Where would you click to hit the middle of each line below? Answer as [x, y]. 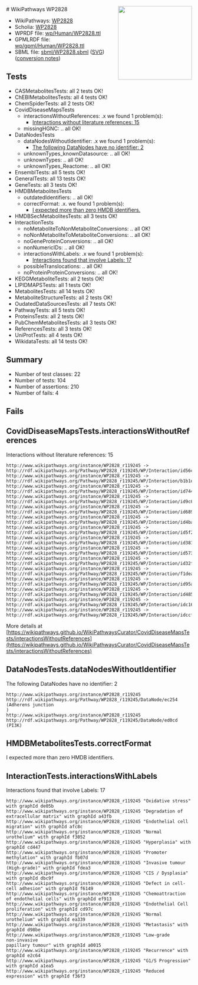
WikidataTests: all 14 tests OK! [51, 341]
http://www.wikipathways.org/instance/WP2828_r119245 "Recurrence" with [97, 951]
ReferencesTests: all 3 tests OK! [53, 329]
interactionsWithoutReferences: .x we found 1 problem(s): [93, 116]
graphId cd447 [24, 848]
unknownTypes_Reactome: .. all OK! [67, 166]
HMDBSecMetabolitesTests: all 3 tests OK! [66, 216]
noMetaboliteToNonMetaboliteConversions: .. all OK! [87, 229]
